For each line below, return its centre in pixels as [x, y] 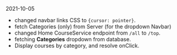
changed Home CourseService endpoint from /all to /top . [87, 33]
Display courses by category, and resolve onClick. [77, 45]
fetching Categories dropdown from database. [72, 39]
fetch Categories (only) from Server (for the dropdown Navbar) [93, 27]
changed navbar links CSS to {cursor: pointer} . [75, 20]
